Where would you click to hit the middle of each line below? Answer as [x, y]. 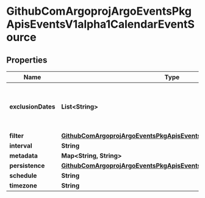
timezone [23, 185]
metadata [23, 156]
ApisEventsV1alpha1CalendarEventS [101, 24]
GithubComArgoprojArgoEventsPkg [99, 11]
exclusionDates [32, 107]
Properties [27, 60]
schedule [23, 176]
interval [21, 146]
